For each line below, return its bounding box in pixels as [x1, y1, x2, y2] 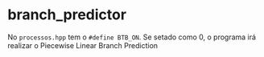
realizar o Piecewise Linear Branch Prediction [7, 40, 159, 50]
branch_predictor [7, 6, 126, 24]
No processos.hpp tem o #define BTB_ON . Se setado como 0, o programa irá [7, 32, 257, 42]
